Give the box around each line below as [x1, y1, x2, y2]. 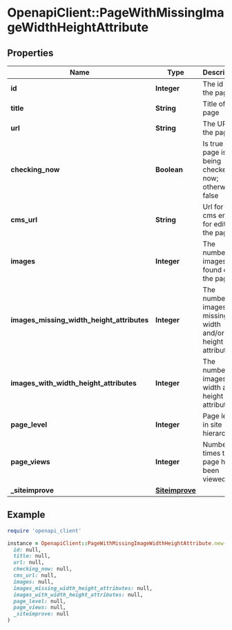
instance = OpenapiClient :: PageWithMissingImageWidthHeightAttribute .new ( [7, 539, 227, 547]
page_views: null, [13, 604, 67, 611]
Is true [202, 139, 224, 148]
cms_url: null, [13, 572, 57, 579]
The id [202, 80, 224, 89]
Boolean [155, 165, 183, 174]
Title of [202, 99, 226, 109]
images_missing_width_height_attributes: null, [13, 584, 153, 592]
